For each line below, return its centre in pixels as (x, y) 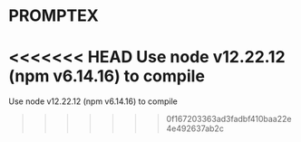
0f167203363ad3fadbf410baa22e (229, 119)
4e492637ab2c (195, 128)
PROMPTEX (53, 16)
